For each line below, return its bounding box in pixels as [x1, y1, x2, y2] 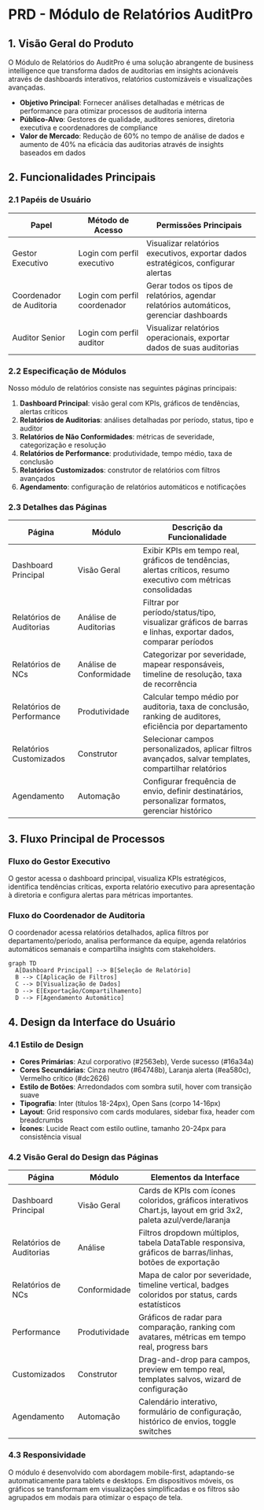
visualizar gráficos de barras [142, 617, 248, 628]
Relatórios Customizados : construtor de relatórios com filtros [19, 465, 221, 475]
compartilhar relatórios [142, 763, 227, 774]
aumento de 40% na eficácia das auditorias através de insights [19, 140, 224, 149]
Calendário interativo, [138, 1397, 218, 1408]
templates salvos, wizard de [138, 1374, 242, 1385]
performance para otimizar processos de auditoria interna [19, 106, 207, 116]
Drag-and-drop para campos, [138, 1354, 251, 1365]
